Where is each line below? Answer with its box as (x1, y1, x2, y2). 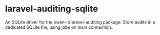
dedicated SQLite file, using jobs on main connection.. (5, 24, 114, 30)
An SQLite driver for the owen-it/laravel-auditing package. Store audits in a (5, 19, 156, 25)
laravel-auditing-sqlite (5, 3, 99, 14)
